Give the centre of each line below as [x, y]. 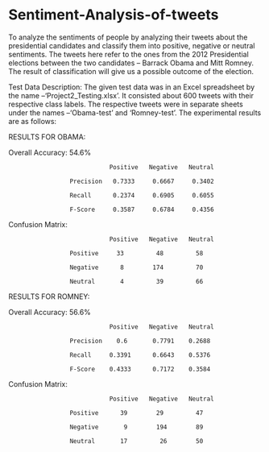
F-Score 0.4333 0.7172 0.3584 [140, 369]
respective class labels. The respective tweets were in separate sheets [126, 104]
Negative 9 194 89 [137, 427]
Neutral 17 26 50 [137, 441]
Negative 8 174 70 [137, 267]
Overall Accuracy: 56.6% [50, 312]
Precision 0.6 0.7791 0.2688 [140, 341]
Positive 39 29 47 [137, 413]
